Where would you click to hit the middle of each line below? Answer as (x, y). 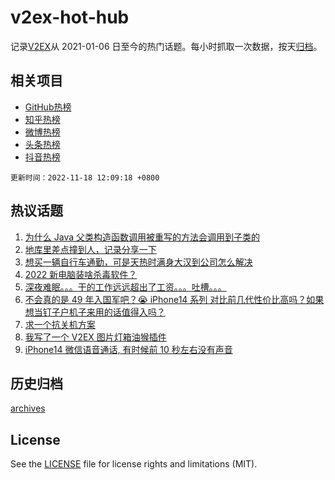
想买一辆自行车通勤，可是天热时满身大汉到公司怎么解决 (138, 262)
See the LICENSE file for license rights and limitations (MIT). (134, 464)
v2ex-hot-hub (70, 17)
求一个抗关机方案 (60, 324)
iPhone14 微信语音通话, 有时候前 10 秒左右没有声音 (128, 349)
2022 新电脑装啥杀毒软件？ (81, 274)
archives (28, 408)
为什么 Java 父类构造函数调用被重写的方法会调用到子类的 (142, 237)
